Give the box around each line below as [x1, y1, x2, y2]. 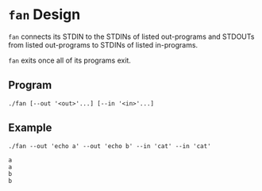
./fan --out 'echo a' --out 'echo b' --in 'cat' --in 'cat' [8, 142, 212, 150]
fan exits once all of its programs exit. [8, 55, 131, 65]
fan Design [8, 6, 81, 24]
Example [8, 121, 52, 135]
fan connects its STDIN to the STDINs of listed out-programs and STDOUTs [8, 32, 255, 41]
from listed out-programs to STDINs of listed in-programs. [8, 40, 198, 49]
